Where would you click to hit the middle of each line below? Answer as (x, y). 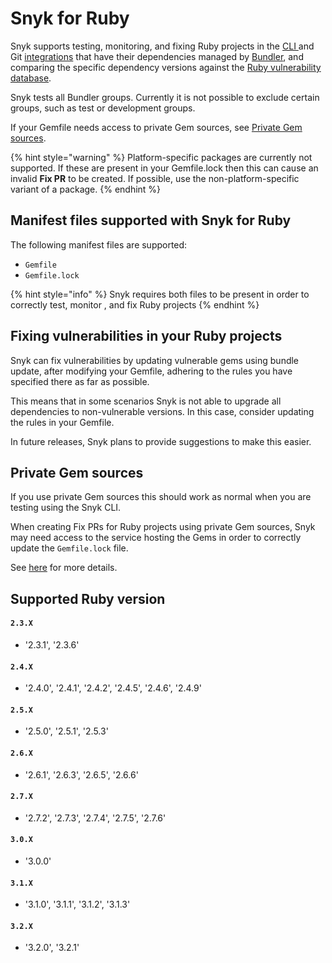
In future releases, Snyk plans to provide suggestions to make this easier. (161, 441)
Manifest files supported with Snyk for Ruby (151, 220)
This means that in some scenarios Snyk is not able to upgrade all (146, 401)
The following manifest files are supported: (99, 244)
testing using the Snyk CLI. (66, 508)
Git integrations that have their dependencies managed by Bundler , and (157, 56)
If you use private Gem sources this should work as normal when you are (161, 497)
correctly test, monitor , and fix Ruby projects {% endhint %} (135, 304)
